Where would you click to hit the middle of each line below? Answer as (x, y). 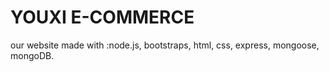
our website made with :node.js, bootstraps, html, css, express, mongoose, (165, 45)
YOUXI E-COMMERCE (102, 17)
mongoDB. (32, 55)
